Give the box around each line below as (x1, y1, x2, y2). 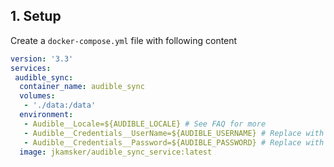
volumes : (19, 91, 56, 101)
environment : (19, 110, 74, 120)
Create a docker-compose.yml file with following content (10, 34, 238, 46)
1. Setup (10, 8, 62, 25)
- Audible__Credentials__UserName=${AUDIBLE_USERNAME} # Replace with (23, 128, 325, 138)
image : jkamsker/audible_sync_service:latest (19, 147, 213, 157)
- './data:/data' (23, 100, 97, 111)
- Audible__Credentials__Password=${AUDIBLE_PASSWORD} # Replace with (23, 137, 325, 148)
